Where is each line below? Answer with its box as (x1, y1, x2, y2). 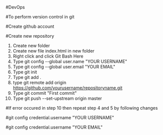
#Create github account (5, 23, 54, 29)
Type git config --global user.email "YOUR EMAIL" (12, 64, 116, 69)
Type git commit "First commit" (12, 90, 77, 96)
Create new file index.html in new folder (12, 48, 95, 54)
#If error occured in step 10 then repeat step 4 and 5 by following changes (5, 105, 158, 111)
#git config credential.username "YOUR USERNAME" (5, 115, 114, 121)
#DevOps (5, 4, 25, 10)
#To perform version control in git (5, 14, 75, 19)
